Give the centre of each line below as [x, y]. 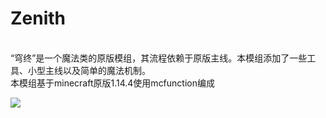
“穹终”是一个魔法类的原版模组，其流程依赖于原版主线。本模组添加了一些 [159, 58]
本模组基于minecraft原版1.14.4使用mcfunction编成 [112, 83]
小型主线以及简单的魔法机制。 [89, 70]
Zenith [38, 18]
